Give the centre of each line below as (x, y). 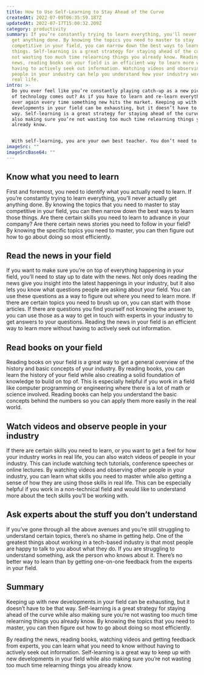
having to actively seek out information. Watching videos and (93, 68)
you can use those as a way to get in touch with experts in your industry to (100, 316)
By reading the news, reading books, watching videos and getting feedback (101, 639)
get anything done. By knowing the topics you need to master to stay (103, 40)
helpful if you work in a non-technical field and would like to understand (96, 489)
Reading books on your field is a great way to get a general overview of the (100, 362)
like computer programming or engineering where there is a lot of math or (98, 388)
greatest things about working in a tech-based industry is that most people (100, 542)
